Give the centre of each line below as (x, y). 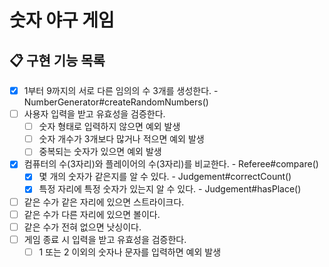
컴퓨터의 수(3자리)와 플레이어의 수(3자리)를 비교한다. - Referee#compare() (171, 164)
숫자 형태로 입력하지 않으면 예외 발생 (109, 127)
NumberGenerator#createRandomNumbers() (116, 102)
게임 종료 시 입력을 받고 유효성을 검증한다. (105, 239)
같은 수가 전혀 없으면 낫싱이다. (82, 227)
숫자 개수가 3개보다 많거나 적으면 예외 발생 (121, 139)
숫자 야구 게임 (62, 20)
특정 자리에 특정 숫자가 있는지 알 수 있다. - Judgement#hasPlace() (170, 189)
